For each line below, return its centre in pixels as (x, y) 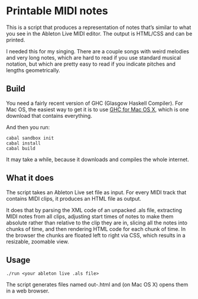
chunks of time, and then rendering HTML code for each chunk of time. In (96, 229)
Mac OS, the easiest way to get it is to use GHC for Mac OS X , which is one (98, 109)
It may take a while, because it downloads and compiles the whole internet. (98, 159)
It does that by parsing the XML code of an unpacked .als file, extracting (94, 210)
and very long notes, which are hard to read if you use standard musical (94, 57)
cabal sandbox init (30, 138)
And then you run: (28, 127)
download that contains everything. (49, 115)
